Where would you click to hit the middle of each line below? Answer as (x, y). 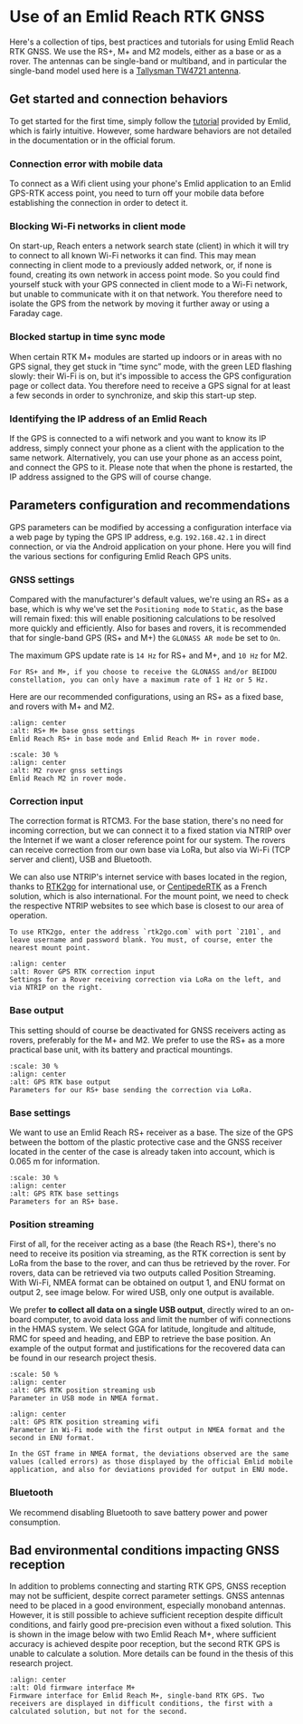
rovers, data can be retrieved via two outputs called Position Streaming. (142, 1273)
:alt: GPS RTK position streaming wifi (85, 1422)
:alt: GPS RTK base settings (64, 1194)
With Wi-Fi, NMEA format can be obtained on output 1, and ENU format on (147, 1283)
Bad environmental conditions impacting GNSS (145, 1550)
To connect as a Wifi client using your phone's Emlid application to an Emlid (150, 184)
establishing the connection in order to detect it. (99, 203)
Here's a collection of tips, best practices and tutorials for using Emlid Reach (152, 42)
